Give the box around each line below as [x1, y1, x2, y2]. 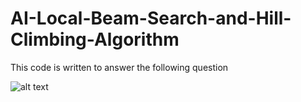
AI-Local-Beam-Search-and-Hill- [10, 7, 292, 30]
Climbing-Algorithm [10, 28, 180, 51]
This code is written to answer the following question [10, 61, 229, 73]
